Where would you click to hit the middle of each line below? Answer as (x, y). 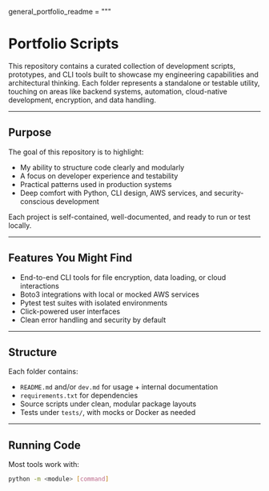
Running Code (45, 445)
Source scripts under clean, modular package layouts (108, 404)
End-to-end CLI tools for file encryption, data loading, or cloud (123, 277)
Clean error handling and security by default (93, 320)
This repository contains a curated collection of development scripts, (122, 66)
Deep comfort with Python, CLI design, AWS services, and (116, 193)
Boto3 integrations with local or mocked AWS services (110, 294)
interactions (40, 285)
